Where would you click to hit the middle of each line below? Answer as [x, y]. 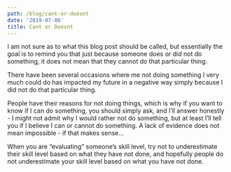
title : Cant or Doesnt [40, 27]
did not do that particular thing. [52, 90]
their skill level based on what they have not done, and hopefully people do [115, 154]
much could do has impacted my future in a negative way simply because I [115, 83]
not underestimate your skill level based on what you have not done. [106, 162]
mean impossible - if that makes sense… [66, 133]
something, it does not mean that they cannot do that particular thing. [107, 62]
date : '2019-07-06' [36, 20]
